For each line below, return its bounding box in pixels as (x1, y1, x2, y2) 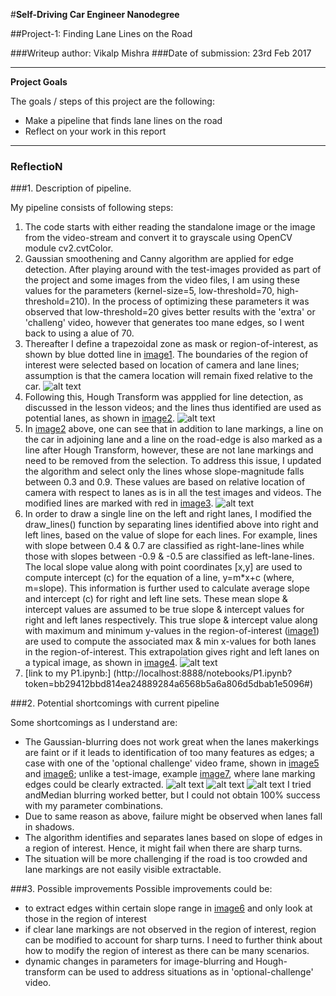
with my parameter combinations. (24, 800, 164, 812)
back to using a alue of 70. (24, 327, 135, 339)
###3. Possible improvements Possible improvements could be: (10, 883, 273, 895)
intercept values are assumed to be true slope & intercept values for (24, 604, 305, 616)
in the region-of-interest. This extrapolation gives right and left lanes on (24, 646, 320, 658)
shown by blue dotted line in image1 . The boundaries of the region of (24, 349, 309, 361)
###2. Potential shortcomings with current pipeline (10, 697, 220, 709)
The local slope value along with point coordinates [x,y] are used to (24, 561, 303, 573)
